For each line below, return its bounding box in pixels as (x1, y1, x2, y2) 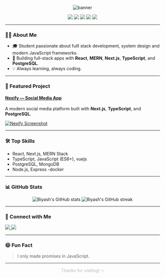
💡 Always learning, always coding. (12, 66, 82, 72)
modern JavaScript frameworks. (12, 50, 78, 56)
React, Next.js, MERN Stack (12, 151, 68, 156)
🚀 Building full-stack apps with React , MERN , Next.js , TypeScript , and (12, 55, 156, 61)
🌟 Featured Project (5, 83, 51, 90)
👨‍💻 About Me (5, 31, 37, 38)
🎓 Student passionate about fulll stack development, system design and (12, 43, 160, 49)
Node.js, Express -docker (12, 166, 64, 172)
